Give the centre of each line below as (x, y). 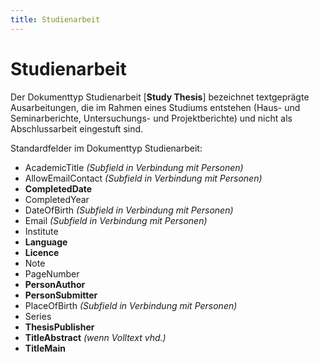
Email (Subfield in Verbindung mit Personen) (116, 220)
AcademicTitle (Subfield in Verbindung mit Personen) (134, 167)
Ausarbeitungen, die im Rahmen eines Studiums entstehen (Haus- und (155, 107)
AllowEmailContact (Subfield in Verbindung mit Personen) (143, 178)
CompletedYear (57, 199)
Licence (42, 252)
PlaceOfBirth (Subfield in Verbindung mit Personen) (131, 305)
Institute (41, 231)
